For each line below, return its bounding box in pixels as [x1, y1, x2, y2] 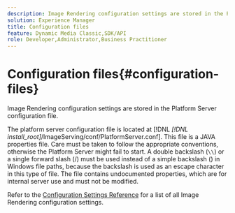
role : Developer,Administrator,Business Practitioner [7, 36, 168, 43]
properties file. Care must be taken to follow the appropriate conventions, [7, 140, 219, 149]
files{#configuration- [92, 66, 219, 82]
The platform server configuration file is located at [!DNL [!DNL [7, 125, 189, 133]
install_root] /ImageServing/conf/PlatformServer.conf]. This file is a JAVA [7, 133, 215, 141]
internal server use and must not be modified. [7, 177, 138, 186]
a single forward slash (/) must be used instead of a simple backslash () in [7, 155, 220, 163]
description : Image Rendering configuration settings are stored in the [7, 10, 224, 17]
